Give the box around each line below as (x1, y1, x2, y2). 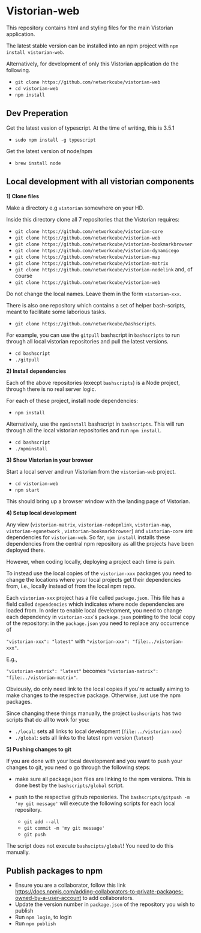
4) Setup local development (6, 509, 77, 516)
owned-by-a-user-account (14, 895, 82, 902)
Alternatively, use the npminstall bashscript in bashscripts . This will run (6, 420, 184, 427)
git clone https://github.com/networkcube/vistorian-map (14, 254, 161, 260)
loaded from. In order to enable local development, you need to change (6, 606, 182, 614)
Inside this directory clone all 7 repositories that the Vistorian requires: (6, 216, 180, 223)
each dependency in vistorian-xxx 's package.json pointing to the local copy (6, 613, 196, 620)
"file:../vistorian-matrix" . (6, 674, 78, 681)
